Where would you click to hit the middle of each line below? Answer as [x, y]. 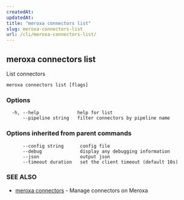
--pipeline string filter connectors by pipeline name [96, 118]
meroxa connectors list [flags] [47, 85]
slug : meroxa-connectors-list [45, 29]
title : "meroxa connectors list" [49, 23]
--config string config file [66, 146]
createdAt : [20, 12]
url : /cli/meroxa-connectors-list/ [51, 35]
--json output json [66, 157]
